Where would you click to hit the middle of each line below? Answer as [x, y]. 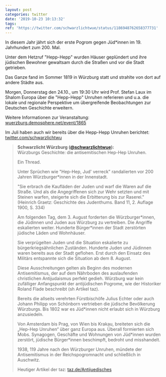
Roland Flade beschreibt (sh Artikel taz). [58, 289]
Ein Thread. [29, 162]
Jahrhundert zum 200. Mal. [33, 48]
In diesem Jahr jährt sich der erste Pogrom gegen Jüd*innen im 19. [74, 42]
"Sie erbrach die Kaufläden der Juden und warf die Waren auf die [84, 187]
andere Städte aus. [25, 83]
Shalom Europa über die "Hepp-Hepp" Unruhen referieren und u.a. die [77, 98]
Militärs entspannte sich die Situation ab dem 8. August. [74, 259]
